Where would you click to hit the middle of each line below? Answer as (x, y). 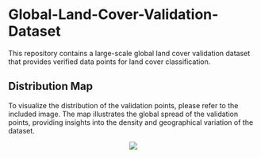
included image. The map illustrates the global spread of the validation (123, 114)
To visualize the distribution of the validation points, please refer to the (123, 105)
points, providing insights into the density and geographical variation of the (131, 122)
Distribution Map (51, 87)
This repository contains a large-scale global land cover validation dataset (129, 53)
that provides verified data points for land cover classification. (109, 62)
